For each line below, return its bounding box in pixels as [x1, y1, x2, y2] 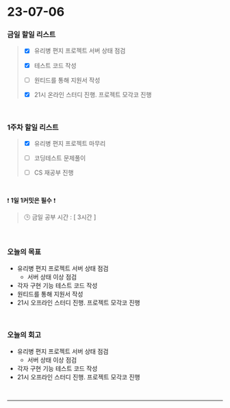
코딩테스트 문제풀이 [34, 154, 86, 162]
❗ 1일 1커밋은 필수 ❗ [7, 196, 56, 205]
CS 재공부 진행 [34, 168, 74, 177]
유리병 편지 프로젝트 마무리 [34, 140, 106, 148]
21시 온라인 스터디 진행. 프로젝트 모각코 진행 [34, 90, 152, 99]
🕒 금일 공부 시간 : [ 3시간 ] [23, 213, 97, 221]
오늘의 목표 [7, 247, 42, 257]
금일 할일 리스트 [7, 30, 56, 40]
